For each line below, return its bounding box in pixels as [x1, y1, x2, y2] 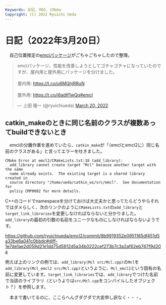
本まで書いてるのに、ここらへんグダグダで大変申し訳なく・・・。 [9, 295, 144, 301]
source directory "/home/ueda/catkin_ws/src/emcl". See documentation [9, 180, 161, 185]
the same [5, 167, 23, 172]
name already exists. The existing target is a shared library [9, 171, 145, 177]
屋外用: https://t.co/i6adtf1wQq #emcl [17, 92, 93, 98]
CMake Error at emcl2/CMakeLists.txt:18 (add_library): [5, 158, 123, 163]
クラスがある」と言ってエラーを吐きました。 [13, 148, 105, 154]
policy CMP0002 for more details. [9, 189, 81, 194]
